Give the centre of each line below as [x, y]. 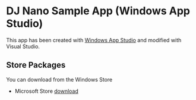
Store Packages [36, 65]
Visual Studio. [23, 46]
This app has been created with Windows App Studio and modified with [94, 40]
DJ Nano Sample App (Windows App [98, 11]
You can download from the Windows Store [59, 79]
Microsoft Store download [47, 91]
